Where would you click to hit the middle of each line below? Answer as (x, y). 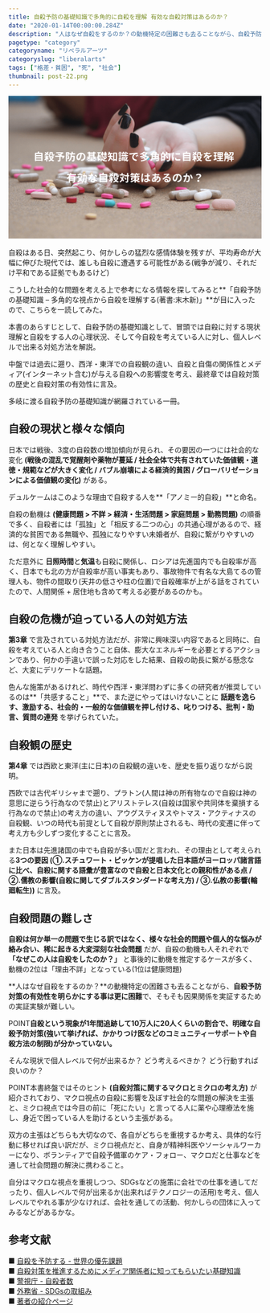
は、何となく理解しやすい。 (54, 544)
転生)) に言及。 (40, 890)
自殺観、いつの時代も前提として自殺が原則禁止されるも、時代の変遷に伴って (135, 823)
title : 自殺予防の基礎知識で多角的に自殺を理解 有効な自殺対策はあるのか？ (119, 17)
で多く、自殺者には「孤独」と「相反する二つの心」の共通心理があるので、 (131, 524)
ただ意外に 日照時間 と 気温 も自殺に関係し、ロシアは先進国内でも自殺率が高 (133, 561)
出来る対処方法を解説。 (61, 346)
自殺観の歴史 (40, 744)
